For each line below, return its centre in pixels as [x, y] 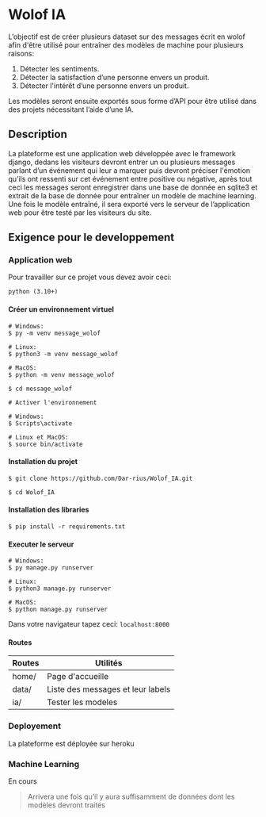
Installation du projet [43, 462]
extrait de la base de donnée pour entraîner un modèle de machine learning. [133, 195]
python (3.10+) [33, 292]
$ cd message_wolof [40, 389]
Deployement [35, 726]
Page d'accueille [78, 677]
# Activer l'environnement [53, 402]
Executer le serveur [41, 544]
